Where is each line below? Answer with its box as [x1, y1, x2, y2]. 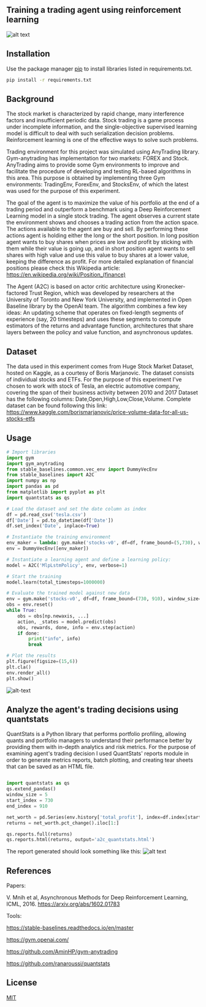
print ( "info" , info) [28, 636, 81, 642]
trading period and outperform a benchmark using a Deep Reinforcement [6, 206, 191, 213]
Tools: [6, 912, 22, 920]
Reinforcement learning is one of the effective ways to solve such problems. [6, 136, 199, 144]
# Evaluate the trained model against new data [6, 590, 131, 597]
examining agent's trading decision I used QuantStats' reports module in [6, 750, 189, 758]
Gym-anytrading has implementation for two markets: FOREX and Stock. [6, 155, 189, 162]
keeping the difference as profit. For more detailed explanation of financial [6, 258, 194, 265]
